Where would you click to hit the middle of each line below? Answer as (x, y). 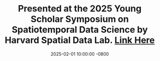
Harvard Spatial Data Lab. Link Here (80, 40)
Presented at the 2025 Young (80, 9)
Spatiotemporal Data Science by (80, 30)
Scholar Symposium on (80, 19)
